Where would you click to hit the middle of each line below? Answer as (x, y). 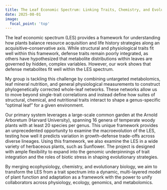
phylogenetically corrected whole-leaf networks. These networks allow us (81, 89)
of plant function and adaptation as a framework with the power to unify (79, 177)
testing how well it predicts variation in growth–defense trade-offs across (80, 136)
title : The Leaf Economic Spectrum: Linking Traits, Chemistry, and (78, 10)
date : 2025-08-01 (23, 14)
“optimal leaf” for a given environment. (45, 105)
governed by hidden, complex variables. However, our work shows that (78, 64)
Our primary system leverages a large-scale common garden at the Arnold (81, 115)
